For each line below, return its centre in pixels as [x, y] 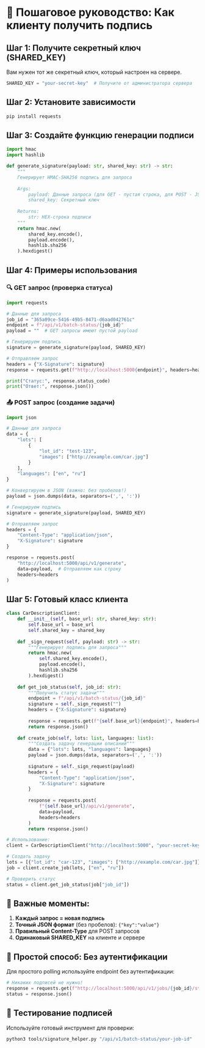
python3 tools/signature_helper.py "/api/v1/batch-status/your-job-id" [99, 1039]
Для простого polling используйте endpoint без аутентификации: [91, 972]
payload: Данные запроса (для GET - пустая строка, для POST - [110, 195]
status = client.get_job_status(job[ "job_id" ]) [68, 885]
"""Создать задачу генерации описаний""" [82, 744]
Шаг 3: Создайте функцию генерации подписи [100, 135]
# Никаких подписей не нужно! [45, 983]
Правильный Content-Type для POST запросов [77, 931]
